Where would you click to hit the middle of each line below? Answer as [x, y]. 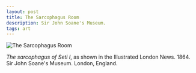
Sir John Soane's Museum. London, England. [62, 63]
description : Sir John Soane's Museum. [56, 23]
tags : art [19, 28]
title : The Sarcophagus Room [43, 17]
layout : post [23, 12]
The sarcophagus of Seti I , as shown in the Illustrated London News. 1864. [98, 57]
